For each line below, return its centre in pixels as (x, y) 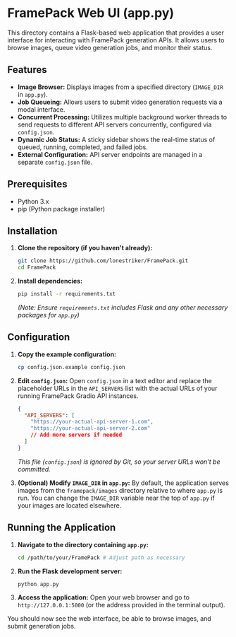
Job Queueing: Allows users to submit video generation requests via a (120, 102)
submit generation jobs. (42, 626)
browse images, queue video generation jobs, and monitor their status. (110, 47)
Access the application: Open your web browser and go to (104, 597)
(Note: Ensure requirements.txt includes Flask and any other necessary (123, 308)
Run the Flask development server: (70, 571)
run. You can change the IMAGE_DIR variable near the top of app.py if (116, 498)
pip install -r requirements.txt (67, 294)
